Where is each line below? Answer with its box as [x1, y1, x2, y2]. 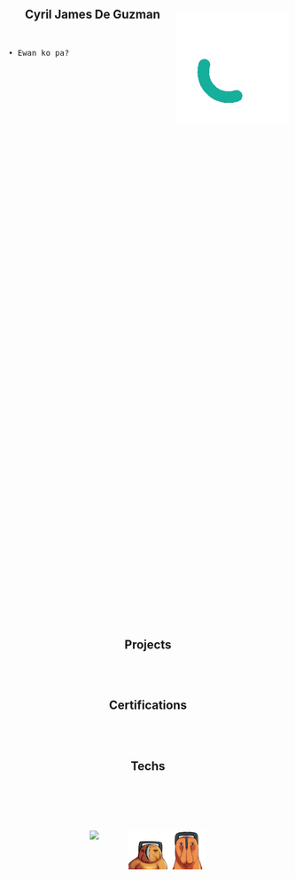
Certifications [108, 698, 188, 713]
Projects [124, 637, 172, 652]
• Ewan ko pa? [8, 48, 70, 58]
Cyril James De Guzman [24, 7, 161, 22]
